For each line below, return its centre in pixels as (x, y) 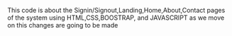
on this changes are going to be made (63, 25)
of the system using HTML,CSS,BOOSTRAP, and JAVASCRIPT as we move (116, 18)
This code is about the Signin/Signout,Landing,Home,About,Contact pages (116, 10)
